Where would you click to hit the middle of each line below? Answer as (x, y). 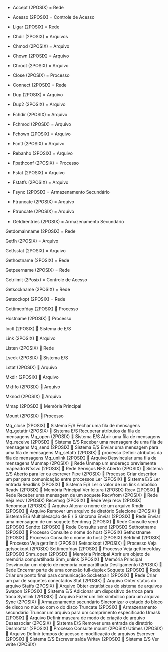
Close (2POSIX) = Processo (41, 75)
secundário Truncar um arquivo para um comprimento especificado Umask (83, 613)
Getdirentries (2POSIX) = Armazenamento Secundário (68, 221)
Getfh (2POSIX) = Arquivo (32, 241)
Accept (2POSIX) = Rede (38, 7)
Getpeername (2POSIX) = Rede (38, 270)
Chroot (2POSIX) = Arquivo (40, 66)
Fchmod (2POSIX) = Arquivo (42, 124)
